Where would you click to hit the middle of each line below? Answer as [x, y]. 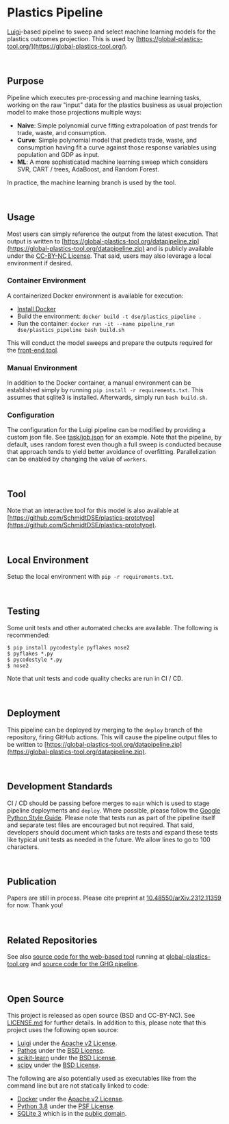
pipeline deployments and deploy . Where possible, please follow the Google [114, 810]
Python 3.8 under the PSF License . [66, 1106]
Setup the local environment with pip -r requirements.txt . [91, 577]
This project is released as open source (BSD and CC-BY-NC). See [101, 1015]
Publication [32, 882]
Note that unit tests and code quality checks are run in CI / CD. [95, 678]
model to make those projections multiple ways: [74, 112]
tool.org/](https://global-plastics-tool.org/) [67, 46]
